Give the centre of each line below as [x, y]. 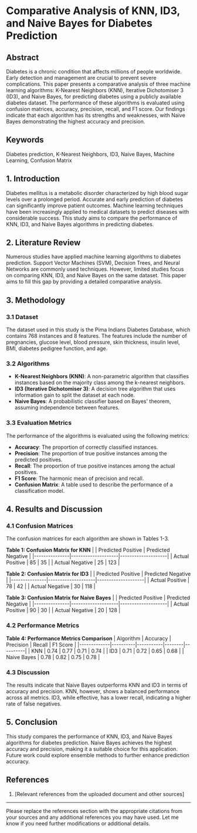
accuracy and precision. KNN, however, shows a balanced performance [93, 691]
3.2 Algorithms [28, 364]
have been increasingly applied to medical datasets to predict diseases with [98, 211]
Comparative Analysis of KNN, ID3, [93, 11]
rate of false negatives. [34, 704]
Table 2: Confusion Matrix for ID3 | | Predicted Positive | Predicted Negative [98, 574]
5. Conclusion [32, 722]
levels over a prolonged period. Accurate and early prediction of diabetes [94, 199]
